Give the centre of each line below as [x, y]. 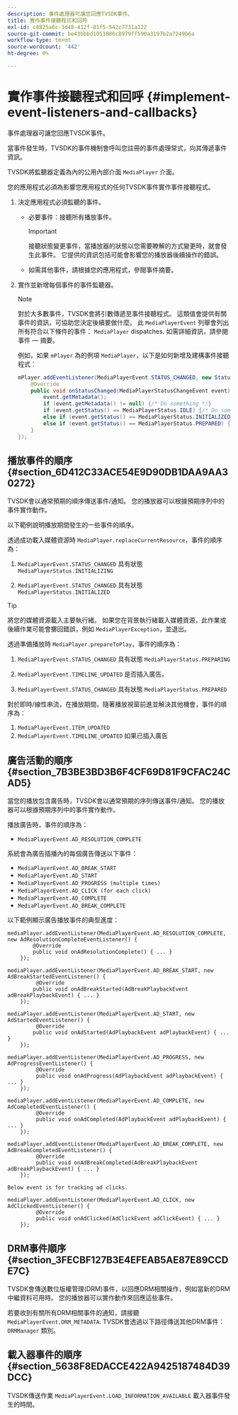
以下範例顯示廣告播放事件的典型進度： [63, 920]
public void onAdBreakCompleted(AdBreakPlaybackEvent [117, 1163]
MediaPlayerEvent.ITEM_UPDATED [64, 728]
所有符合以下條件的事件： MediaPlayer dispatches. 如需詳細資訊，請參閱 [123, 331]
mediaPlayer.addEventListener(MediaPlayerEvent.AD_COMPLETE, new [106, 1101]
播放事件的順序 [40, 460]
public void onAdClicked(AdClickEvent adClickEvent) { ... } [128, 1219]
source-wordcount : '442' [44, 47]
